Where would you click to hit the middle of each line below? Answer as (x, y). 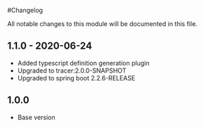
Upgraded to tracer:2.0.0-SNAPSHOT (72, 71)
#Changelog (25, 10)
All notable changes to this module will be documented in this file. (103, 24)
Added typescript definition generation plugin (83, 63)
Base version (36, 117)
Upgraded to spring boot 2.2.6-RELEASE (76, 78)
